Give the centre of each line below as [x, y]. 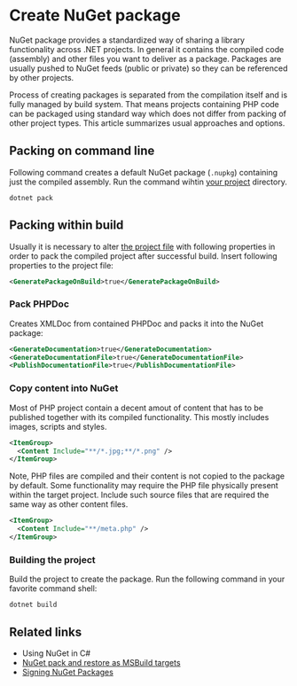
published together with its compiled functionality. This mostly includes [139, 417]
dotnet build [33, 605]
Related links [46, 631]
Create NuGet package [95, 16]
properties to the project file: [61, 265]
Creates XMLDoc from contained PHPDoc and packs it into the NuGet [137, 324]
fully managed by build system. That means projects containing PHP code [144, 104]
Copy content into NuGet [64, 388]
